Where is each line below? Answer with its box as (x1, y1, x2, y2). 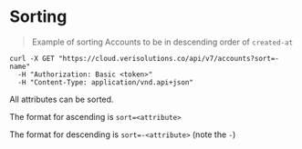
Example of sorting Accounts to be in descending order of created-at (31, 36, 294, 47)
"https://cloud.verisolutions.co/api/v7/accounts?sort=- (57, 54, 280, 63)
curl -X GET (9, 54, 55, 63)
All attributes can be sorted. (9, 94, 114, 104)
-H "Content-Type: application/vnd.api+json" (17, 77, 194, 87)
